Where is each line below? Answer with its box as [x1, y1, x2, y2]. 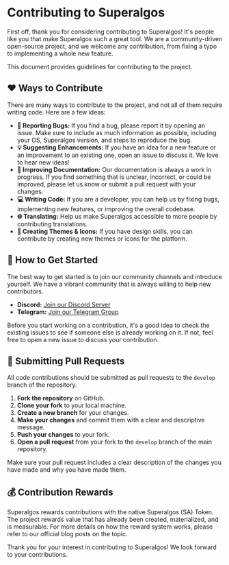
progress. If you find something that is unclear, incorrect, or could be [16, 173, 211, 181]
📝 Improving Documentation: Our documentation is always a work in [16, 165, 212, 173]
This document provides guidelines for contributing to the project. [7, 62, 193, 71]
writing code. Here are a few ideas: [7, 108, 106, 116]
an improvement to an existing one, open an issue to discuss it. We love [16, 151, 219, 159]
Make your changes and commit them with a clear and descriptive [16, 416, 205, 424]
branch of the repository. [7, 381, 77, 389]
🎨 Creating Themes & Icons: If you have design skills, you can [16, 227, 193, 235]
